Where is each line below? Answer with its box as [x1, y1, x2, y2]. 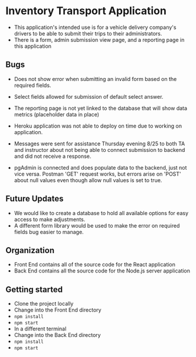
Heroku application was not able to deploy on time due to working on [14, 122, 182, 129]
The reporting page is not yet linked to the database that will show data [14, 105, 187, 112]
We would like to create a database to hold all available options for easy [14, 209, 188, 216]
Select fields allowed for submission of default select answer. [14, 93, 164, 100]
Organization [5, 245, 54, 255]
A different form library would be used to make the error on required [14, 222, 180, 229]
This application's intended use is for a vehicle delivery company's [14, 24, 177, 31]
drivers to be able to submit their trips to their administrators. [14, 30, 162, 37]
